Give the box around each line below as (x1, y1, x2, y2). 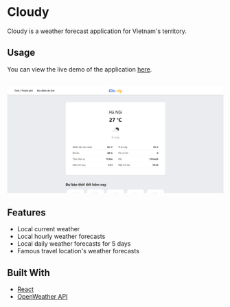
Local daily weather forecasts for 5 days (16, 240, 131, 248)
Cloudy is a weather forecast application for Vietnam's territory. (7, 27, 187, 35)
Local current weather (16, 225, 80, 233)
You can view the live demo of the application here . (7, 65, 152, 73)
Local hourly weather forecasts (16, 232, 106, 241)
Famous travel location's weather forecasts (16, 247, 139, 255)
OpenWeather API (16, 292, 68, 300)
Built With (7, 266, 50, 279)
